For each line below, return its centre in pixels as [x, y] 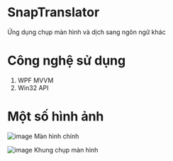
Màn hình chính [57, 136]
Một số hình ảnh [56, 117]
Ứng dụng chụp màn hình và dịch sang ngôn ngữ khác [86, 32]
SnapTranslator [54, 12]
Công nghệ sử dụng [67, 61]
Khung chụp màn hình [66, 150]
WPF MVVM [35, 80]
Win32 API [33, 88]
